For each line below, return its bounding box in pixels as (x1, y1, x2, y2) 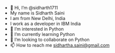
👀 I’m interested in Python (10, 26, 64, 32)
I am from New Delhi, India (10, 15, 66, 21)
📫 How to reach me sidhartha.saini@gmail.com (10, 42, 110, 48)
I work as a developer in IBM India (10, 20, 81, 26)
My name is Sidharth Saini (10, 10, 65, 16)
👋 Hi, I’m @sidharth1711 (10, 5, 58, 10)
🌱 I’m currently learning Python (10, 31, 75, 37)
